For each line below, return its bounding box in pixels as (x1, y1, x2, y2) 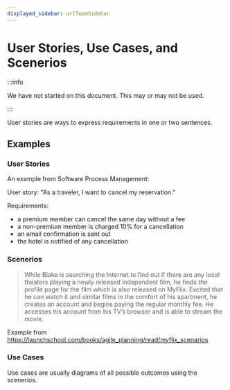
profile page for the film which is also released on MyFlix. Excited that (24, 285, 223, 294)
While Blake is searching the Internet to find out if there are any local (24, 270, 220, 278)
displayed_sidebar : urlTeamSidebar (7, 10, 110, 17)
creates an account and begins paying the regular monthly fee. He (24, 300, 213, 308)
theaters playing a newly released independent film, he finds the (24, 278, 208, 286)
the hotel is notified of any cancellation (17, 237, 128, 246)
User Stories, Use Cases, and (7, 40, 178, 56)
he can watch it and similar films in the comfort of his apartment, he (24, 292, 218, 300)
